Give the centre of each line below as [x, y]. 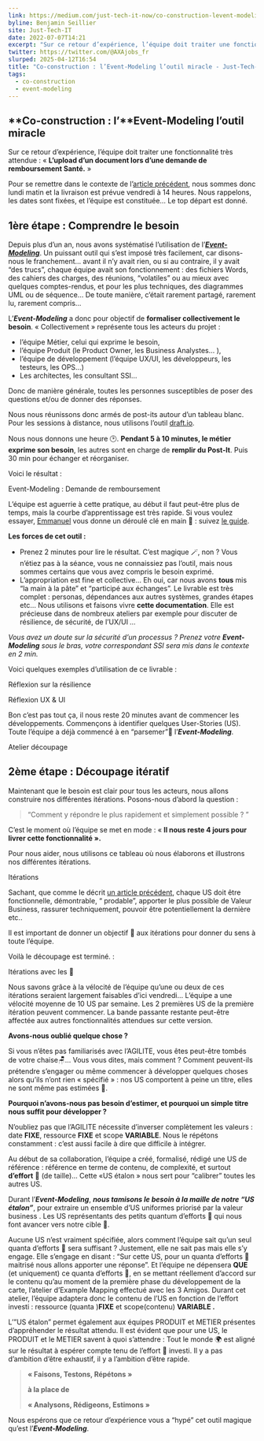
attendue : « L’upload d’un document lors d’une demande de [108, 160]
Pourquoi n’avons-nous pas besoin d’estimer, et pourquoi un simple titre [128, 1103]
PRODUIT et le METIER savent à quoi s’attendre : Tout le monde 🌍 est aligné [132, 1339]
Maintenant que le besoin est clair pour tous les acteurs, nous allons [119, 791]
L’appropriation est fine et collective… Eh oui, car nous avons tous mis [133, 580]
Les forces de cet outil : [47, 536]
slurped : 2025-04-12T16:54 [52, 60]
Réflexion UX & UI [37, 700]
